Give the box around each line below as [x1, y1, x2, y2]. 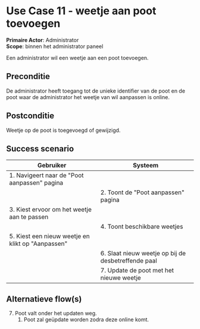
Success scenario [6, 144, 74, 154]
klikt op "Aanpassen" [9, 239, 68, 248]
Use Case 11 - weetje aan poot [6, 4, 157, 18]
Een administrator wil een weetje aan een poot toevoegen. [6, 54, 149, 61]
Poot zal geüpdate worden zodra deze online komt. [23, 316, 149, 323]
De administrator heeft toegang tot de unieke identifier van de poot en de [6, 87, 186, 94]
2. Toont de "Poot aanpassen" [100, 188, 185, 197]
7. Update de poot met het [100, 266, 174, 274]
